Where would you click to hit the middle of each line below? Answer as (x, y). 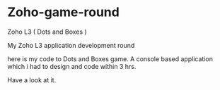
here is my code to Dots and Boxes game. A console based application (110, 59)
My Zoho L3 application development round (71, 45)
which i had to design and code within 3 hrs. (72, 66)
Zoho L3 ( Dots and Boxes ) (47, 32)
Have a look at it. (32, 80)
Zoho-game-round (64, 12)
